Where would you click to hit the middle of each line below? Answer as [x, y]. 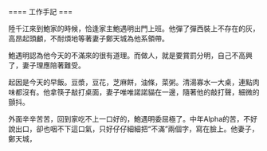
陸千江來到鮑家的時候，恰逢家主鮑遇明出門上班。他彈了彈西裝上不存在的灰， [134, 29]
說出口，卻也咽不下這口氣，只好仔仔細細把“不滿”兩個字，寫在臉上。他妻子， [133, 129]
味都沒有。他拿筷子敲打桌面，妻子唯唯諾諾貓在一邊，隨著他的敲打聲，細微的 [134, 92]
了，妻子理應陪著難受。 [47, 65]
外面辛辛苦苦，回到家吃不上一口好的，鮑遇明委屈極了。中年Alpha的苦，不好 [133, 119]
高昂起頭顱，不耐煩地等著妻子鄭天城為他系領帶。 [88, 39]
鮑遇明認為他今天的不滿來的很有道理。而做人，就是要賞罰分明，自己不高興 [130, 55]
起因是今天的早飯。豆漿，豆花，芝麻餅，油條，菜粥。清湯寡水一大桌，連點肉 [134, 82]
